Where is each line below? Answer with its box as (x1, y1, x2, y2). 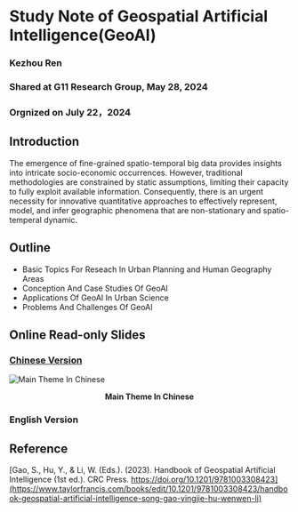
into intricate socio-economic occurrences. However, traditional (9, 167, 243, 178)
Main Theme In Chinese (105, 391, 194, 402)
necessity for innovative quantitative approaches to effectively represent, (9, 196, 278, 206)
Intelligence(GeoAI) (9, 25, 157, 45)
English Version (9, 413, 78, 426)
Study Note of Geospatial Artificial (9, 6, 269, 27)
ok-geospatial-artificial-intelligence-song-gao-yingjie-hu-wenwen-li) (9, 493, 262, 503)
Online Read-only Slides (9, 327, 146, 342)
